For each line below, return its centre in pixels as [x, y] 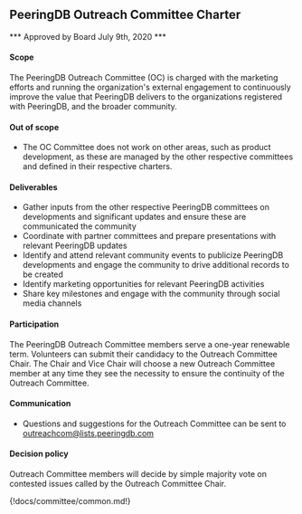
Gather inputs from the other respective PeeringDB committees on [146, 207]
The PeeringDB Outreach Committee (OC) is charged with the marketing [144, 78]
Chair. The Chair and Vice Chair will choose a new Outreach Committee [142, 363]
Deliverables [33, 187]
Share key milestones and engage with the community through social [151, 294]
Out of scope [34, 127]
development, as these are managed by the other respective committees [158, 157]
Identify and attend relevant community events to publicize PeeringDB [153, 255]
